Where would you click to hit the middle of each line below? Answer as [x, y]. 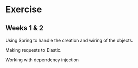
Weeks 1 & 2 [25, 28]
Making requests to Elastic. [33, 50]
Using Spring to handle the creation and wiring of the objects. [70, 40]
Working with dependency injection [42, 60]
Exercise [24, 9]
